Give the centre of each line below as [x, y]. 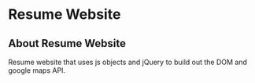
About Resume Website [67, 43]
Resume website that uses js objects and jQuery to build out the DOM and [128, 62]
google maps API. [37, 70]
